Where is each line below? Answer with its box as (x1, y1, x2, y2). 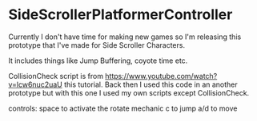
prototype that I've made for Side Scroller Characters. (8, 40, 186, 49)
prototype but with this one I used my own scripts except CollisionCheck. (8, 88, 250, 97)
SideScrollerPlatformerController (8, 6, 233, 24)
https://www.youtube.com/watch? (105, 71, 218, 80)
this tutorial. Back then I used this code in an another (63, 80, 238, 89)
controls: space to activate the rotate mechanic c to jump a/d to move (8, 103, 238, 113)
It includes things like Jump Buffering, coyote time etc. (8, 56, 188, 65)
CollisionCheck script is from (8, 71, 104, 80)
